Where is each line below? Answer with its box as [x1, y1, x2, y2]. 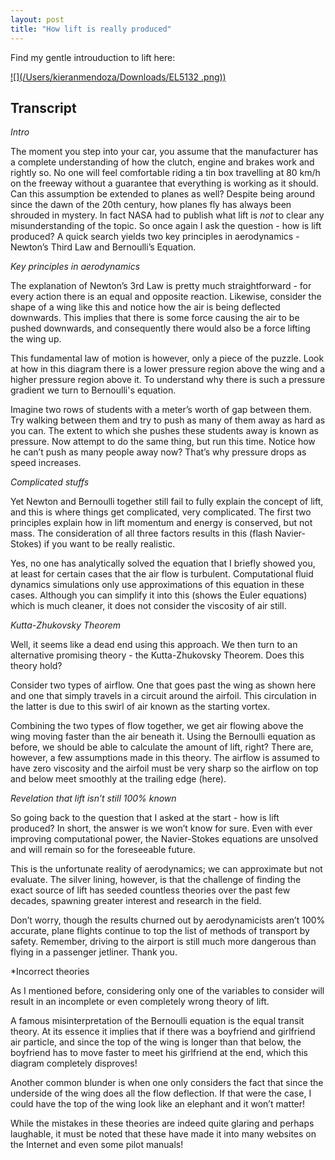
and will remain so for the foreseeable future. [10, 844, 196, 856]
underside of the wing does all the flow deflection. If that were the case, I [10, 1087, 312, 1100]
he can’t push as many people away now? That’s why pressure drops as [10, 446, 307, 458]
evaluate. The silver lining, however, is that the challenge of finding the [10, 874, 302, 886]
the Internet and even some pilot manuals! [10, 1139, 184, 1151]
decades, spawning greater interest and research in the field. [10, 895, 262, 907]
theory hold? [10, 660, 63, 672]
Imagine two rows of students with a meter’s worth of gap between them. [10, 404, 312, 416]
